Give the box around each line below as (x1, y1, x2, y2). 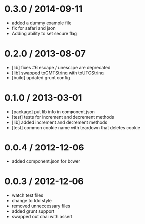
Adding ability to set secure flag (11, 30, 77, 36)
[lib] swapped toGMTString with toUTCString (11, 70, 104, 75)
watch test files (11, 192, 43, 198)
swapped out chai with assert (11, 213, 72, 219)
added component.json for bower (11, 158, 80, 164)
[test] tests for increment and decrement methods (11, 114, 115, 120)
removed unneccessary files (11, 203, 71, 209)
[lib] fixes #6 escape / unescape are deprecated (11, 64, 111, 70)
